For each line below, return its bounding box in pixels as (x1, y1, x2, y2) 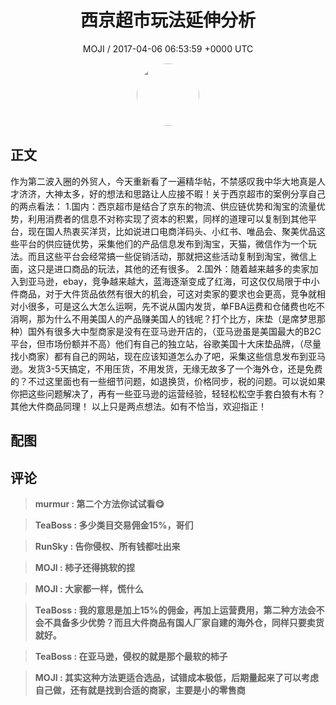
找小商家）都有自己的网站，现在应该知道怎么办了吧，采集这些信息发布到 (10, 350, 308, 362)
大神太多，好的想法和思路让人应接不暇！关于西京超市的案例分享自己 (44, 187, 326, 200)
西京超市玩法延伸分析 (79, 9, 256, 32)
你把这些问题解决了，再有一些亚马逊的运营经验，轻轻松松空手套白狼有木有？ (10, 387, 326, 400)
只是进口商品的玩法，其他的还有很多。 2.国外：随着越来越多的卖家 (36, 262, 310, 275)
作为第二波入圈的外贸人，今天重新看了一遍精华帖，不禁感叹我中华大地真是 (10, 175, 317, 187)
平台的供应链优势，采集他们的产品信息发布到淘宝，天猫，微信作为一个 (18, 237, 308, 250)
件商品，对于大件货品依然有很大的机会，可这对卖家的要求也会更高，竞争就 (10, 287, 317, 300)
